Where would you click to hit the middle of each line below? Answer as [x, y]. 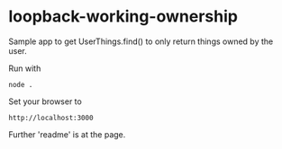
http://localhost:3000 [51, 118]
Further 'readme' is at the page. [67, 134]
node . [21, 84]
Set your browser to [45, 101]
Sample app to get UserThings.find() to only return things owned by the [141, 41]
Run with [25, 68]
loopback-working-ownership [123, 17]
